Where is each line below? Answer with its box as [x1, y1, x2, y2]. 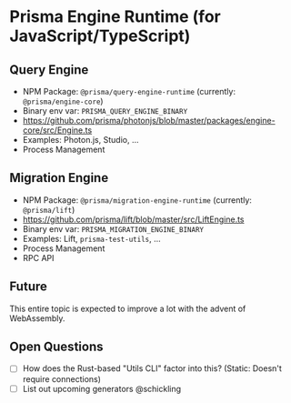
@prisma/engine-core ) [22, 96, 104, 106]
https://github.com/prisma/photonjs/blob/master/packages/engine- [22, 116, 276, 126]
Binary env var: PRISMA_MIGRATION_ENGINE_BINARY [22, 223, 205, 234]
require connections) [22, 373, 102, 384]
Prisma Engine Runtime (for [9, 6, 221, 27]
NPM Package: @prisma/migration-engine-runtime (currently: [22, 194, 253, 206]
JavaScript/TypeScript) [9, 25, 191, 46]
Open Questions [9, 339, 104, 355]
